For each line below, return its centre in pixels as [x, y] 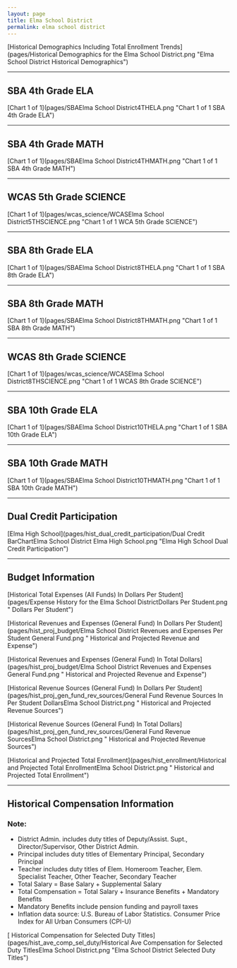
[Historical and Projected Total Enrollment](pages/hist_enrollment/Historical [117, 760]
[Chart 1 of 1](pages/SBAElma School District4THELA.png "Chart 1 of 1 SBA [116, 108]
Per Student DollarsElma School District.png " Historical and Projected [109, 703]
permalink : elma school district [56, 27]
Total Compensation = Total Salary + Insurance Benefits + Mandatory [118, 892]
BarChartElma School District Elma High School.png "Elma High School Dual [118, 541]
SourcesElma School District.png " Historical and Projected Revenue [107, 739]
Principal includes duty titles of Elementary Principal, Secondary [111, 854]
